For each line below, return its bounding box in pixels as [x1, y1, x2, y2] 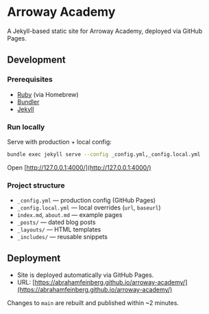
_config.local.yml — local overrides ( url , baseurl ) [16, 203, 161, 212]
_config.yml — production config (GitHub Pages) [16, 197, 156, 205]
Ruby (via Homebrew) [16, 90, 79, 98]
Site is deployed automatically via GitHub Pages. [16, 271, 154, 279]
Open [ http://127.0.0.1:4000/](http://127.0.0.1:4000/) [7, 163, 152, 172]
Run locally [7, 122, 45, 131]
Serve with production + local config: [7, 137, 112, 146]
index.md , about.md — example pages [16, 211, 123, 219]
